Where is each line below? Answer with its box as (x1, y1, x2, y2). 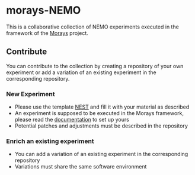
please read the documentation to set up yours (14, 116, 129, 123)
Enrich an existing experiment (6, 137, 94, 145)
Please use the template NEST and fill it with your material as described (14, 103, 190, 110)
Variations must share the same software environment (14, 163, 147, 170)
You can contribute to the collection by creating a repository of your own (6, 62, 184, 69)
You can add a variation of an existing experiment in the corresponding (14, 151, 188, 158)
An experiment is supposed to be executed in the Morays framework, (14, 110, 184, 117)
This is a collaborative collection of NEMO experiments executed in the (6, 23, 179, 30)
